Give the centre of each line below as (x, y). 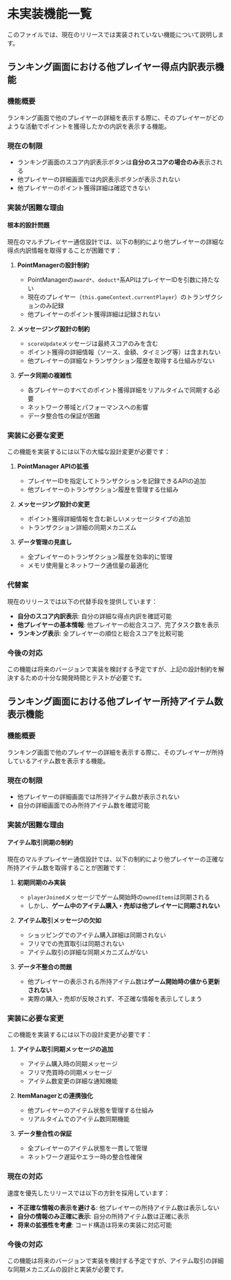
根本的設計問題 (28, 225)
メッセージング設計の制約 (53, 329)
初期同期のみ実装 (41, 882)
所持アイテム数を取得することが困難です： (67, 868)
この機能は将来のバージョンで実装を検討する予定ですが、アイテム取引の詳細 (115, 1260)
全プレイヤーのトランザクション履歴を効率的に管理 (100, 557)
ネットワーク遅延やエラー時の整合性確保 (85, 1157)
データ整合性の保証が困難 (64, 416)
